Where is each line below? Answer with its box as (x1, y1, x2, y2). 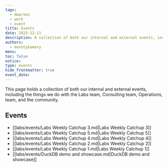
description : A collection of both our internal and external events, (5, 35, 155, 40)
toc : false (5, 53, 28, 59)
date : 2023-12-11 (5, 30, 41, 35)
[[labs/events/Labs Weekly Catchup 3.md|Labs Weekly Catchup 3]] (12, 124, 151, 130)
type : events (5, 63, 32, 68)
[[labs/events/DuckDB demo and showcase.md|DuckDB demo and (12, 151, 150, 157)
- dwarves (9, 12, 30, 17)
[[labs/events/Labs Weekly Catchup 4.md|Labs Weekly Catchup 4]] (12, 135, 151, 141)
